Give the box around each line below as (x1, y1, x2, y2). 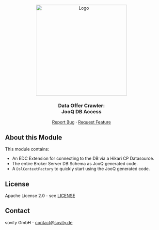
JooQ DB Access (61, 108, 102, 115)
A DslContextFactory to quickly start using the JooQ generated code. (12, 166, 150, 172)
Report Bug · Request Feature (52, 119, 111, 125)
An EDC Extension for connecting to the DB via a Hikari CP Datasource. (12, 155, 154, 161)
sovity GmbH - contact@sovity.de (5, 219, 73, 225)
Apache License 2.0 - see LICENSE (5, 193, 76, 199)
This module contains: (5, 146, 49, 152)
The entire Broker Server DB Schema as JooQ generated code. (12, 161, 138, 167)
